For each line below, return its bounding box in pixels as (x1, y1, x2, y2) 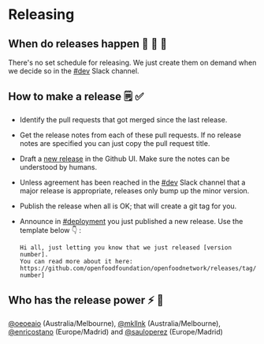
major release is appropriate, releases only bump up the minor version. (19, 185, 250, 195)
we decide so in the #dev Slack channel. (8, 66, 139, 76)
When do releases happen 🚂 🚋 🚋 (8, 37, 168, 50)
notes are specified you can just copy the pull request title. (19, 138, 210, 148)
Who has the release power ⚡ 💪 (8, 294, 164, 307)
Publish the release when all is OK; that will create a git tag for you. (19, 201, 237, 211)
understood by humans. (19, 162, 97, 171)
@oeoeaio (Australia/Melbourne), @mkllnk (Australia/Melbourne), (8, 318, 221, 328)
